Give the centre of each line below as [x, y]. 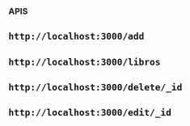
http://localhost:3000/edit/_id [90, 113]
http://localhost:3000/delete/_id [95, 88]
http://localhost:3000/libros [84, 62]
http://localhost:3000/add [76, 36]
